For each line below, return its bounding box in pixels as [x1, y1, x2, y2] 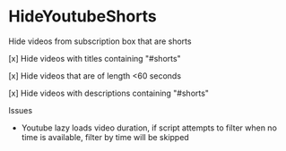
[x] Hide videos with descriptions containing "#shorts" [8, 88, 210, 98]
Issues [8, 105, 33, 115]
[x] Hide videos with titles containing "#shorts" [8, 53, 181, 63]
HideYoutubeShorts [8, 6, 158, 27]
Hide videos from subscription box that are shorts [8, 36, 192, 46]
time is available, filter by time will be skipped [21, 131, 189, 142]
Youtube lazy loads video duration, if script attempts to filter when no [21, 122, 277, 133]
